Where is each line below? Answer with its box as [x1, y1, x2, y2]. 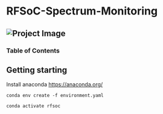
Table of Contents [6, 46, 60, 55]
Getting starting [6, 65, 68, 75]
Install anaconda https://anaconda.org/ [6, 81, 103, 88]
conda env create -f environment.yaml [6, 92, 104, 99]
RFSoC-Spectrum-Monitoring [6, 4, 158, 18]
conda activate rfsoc [6, 103, 61, 109]
